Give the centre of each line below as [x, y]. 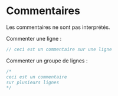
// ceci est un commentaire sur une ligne [59, 49]
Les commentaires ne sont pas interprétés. [58, 27]
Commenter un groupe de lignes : [47, 61]
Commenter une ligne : [34, 38]
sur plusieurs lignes [33, 82]
